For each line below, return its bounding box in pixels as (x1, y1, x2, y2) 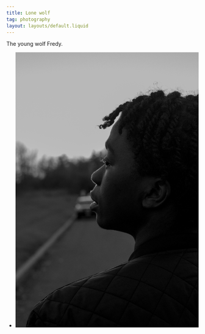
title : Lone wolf (6, 10, 51, 16)
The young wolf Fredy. (6, 40, 63, 48)
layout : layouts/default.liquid (6, 23, 88, 29)
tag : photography (6, 16, 51, 23)
